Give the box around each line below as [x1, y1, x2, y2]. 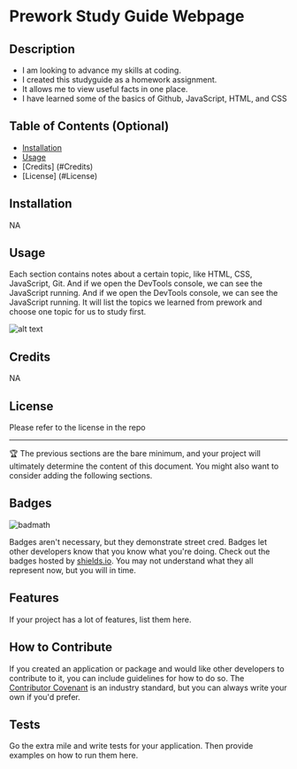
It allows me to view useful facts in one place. [21, 84, 188, 94]
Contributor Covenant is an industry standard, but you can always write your [9, 682, 287, 693]
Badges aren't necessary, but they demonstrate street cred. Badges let [9, 536, 268, 547]
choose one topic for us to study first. [9, 307, 147, 317]
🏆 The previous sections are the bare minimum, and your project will [9, 448, 261, 459]
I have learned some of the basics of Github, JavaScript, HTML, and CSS [21, 93, 287, 104]
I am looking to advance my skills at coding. [21, 65, 181, 75]
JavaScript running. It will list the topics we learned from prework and [9, 297, 263, 307]
